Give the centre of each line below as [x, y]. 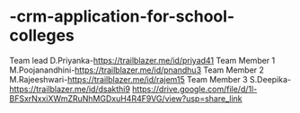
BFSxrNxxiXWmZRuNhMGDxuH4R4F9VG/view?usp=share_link [126, 98]
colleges [42, 35]
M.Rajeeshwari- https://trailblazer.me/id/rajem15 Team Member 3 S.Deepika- [150, 79]
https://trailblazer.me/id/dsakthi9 [70, 89]
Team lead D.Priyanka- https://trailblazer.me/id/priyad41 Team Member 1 [142, 60]
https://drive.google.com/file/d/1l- [194, 89]
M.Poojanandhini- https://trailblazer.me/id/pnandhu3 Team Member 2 [137, 70]
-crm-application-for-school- [122, 17]
